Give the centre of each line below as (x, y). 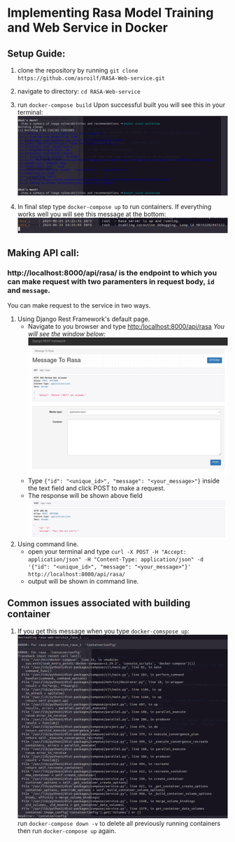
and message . (29, 290)
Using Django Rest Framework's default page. (84, 319)
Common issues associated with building (99, 603)
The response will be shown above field (85, 495)
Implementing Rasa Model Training (111, 13)
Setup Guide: (36, 53)
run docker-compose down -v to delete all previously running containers (119, 824)
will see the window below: (67, 334)
